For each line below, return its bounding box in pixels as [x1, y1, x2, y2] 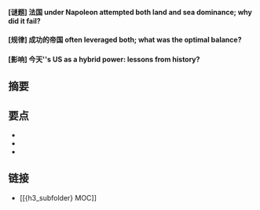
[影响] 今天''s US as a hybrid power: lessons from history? [8, 54, 200, 64]
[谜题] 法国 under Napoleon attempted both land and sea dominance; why [8, 7, 253, 17]
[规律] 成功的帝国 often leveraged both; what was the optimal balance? [8, 35, 242, 45]
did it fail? [8, 16, 41, 25]
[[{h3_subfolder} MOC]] [19, 193, 97, 202]
